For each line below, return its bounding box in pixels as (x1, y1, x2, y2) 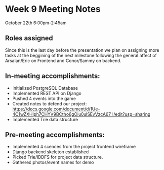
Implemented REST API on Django (12, 90, 82, 96)
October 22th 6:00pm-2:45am (5, 20, 67, 26)
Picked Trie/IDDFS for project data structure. (12, 154, 103, 160)
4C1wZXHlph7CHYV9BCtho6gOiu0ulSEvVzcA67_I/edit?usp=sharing (12, 111, 151, 117)
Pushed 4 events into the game (12, 95, 76, 102)
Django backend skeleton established (12, 149, 89, 155)
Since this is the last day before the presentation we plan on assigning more (5, 47, 160, 53)
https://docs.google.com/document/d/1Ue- (12, 106, 100, 112)
